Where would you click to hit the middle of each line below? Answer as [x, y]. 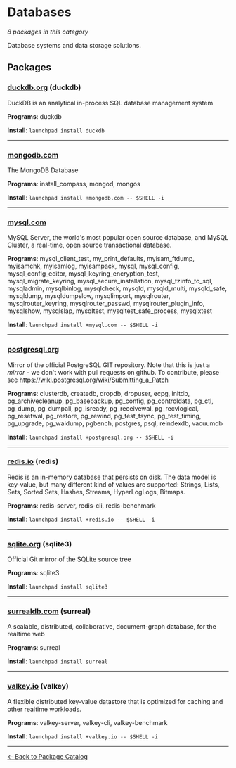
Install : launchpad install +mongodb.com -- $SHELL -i [86, 197]
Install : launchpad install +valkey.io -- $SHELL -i [83, 736]
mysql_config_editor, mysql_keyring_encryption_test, [84, 274]
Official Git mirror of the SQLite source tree [69, 559]
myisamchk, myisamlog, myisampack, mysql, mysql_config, [93, 266]
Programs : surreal [34, 648]
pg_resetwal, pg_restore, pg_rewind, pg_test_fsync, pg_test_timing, [104, 416]
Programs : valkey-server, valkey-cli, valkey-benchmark [87, 722]
